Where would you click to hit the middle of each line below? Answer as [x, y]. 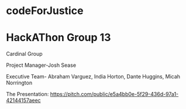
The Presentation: [27, 94]
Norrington [19, 83]
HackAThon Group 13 [58, 38]
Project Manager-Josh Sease [41, 65]
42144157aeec [23, 100]
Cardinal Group [24, 54]
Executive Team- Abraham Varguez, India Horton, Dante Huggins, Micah [93, 77]
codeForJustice [45, 11]
